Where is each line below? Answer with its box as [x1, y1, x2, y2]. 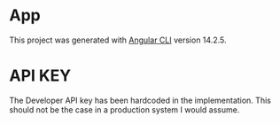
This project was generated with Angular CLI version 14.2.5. [9, 35, 227, 45]
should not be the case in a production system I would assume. [9, 104, 240, 115]
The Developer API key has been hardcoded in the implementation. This [9, 95, 272, 105]
